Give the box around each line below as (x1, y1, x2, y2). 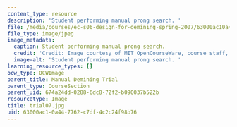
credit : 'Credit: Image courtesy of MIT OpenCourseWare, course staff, (13, 50, 229, 57)
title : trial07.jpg (7, 102, 65, 109)
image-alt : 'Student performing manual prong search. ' (13, 56, 181, 64)
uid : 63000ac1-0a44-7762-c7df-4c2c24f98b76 (7, 109, 138, 116)
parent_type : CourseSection (7, 83, 90, 90)
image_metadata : (7, 37, 55, 44)
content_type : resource (7, 10, 78, 18)
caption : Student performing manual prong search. (13, 43, 166, 50)
